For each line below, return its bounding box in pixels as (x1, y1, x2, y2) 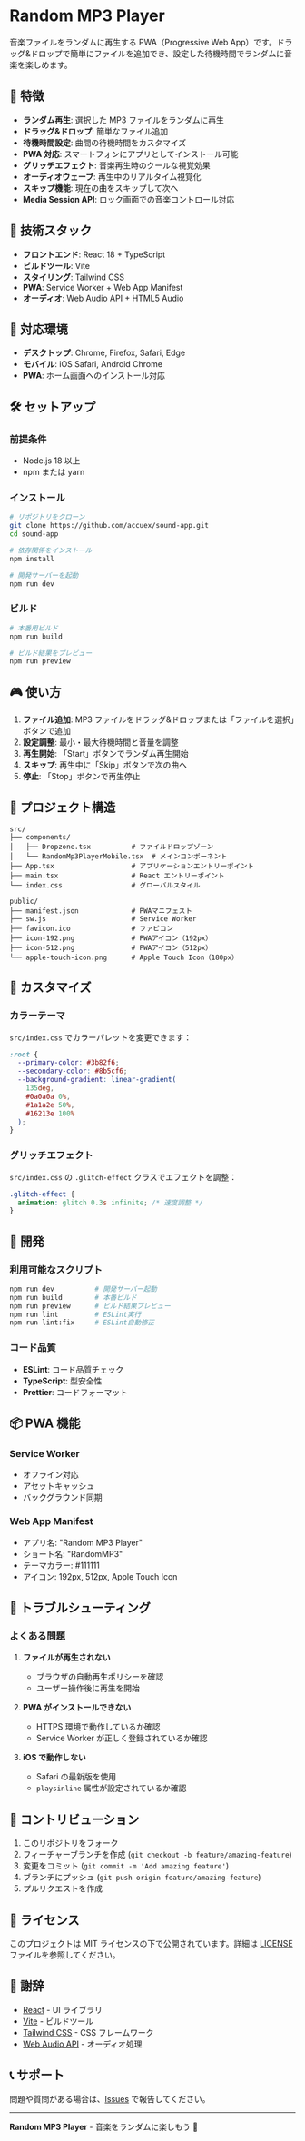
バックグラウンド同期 (22, 1492, 103, 1503)
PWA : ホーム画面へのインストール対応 (22, 370, 166, 382)
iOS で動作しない (22, 1752, 86, 1763)
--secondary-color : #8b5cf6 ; (17, 1066, 128, 1076)
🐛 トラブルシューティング (9, 1601, 152, 1615)
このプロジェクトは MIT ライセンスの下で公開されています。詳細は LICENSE (9, 1938, 293, 1948)
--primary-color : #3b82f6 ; (17, 1058, 120, 1067)
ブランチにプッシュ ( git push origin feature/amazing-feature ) (22, 1872, 261, 1883)
